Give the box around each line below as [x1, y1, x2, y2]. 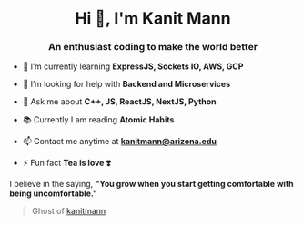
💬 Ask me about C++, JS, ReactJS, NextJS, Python [22, 96, 217, 107]
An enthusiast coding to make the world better [48, 41, 258, 54]
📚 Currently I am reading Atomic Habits [22, 114, 175, 125]
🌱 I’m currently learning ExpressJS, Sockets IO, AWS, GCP [22, 61, 244, 72]
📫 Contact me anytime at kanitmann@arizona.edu [22, 136, 217, 147]
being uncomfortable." [9, 188, 97, 199]
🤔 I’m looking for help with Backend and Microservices [22, 79, 230, 90]
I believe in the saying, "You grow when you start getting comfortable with [9, 179, 294, 190]
